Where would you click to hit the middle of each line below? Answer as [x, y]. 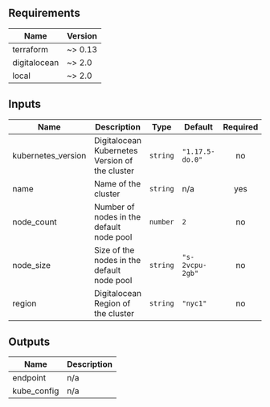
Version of [113, 160]
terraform [31, 49]
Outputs [29, 342]
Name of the [117, 183]
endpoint [29, 378]
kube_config [36, 391]
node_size [31, 265]
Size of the [114, 250]
